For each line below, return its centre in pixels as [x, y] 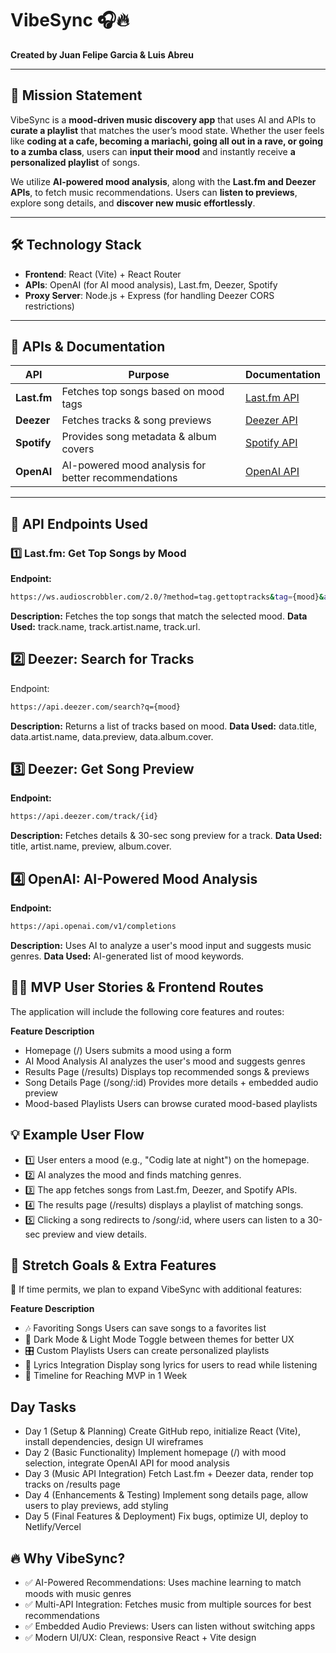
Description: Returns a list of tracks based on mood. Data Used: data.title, [164, 726]
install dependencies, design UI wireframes [114, 1442]
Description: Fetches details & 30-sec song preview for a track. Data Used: [166, 836]
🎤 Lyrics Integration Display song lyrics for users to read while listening [171, 1365]
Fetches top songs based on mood [143, 392]
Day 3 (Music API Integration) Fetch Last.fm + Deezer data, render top [169, 1474]
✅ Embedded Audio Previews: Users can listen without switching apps [170, 1626]
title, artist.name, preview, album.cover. [91, 846]
